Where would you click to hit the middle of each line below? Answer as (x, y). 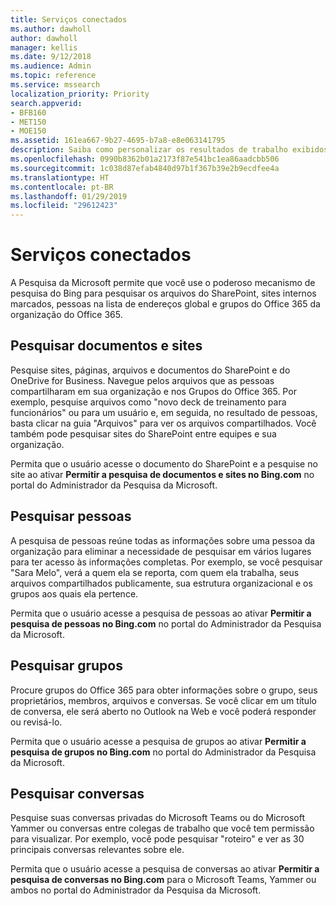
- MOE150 (28, 131)
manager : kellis (44, 47)
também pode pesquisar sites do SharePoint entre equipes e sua (143, 433)
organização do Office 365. (66, 315)
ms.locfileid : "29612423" (64, 206)
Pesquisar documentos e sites (106, 346)
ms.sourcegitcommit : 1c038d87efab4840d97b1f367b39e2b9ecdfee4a (145, 168)
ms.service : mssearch (55, 85)
